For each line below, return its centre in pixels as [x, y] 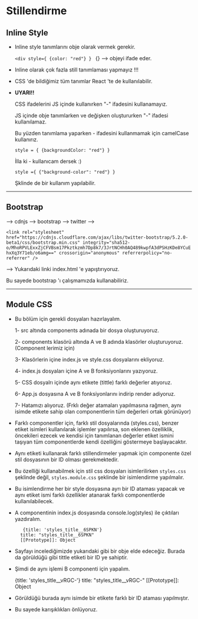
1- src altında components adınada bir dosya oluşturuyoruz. [87, 330]
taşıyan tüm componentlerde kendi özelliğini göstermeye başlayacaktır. [101, 442]
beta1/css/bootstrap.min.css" [43, 242]
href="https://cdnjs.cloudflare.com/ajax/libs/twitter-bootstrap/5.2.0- [97, 237]
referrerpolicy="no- [147, 253]
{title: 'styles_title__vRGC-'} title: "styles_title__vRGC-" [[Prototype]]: [97, 580]
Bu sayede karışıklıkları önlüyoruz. [56, 609]
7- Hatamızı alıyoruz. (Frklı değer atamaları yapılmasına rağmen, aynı [98, 405]
